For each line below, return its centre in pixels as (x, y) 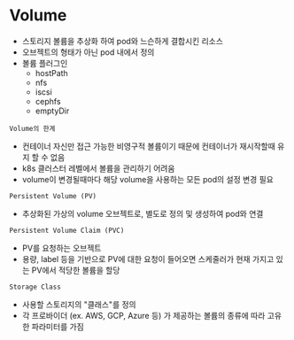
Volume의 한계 (32, 128)
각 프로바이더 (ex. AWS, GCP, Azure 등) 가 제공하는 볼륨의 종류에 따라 (143, 315)
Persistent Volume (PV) (53, 196)
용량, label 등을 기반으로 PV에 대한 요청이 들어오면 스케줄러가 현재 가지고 (148, 259)
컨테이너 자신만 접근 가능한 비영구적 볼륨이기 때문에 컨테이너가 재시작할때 (149, 146)
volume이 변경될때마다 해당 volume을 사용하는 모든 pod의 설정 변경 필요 (148, 179)
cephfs (48, 101)
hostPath (51, 73)
